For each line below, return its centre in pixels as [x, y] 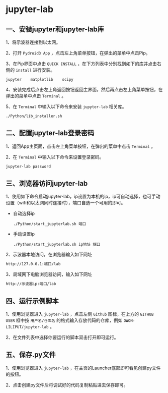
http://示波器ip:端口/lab [31, 284]
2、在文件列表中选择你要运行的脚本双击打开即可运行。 [62, 337]
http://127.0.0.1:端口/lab [33, 264]
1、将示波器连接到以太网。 [33, 42]
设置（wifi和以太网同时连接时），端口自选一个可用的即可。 [66, 203]
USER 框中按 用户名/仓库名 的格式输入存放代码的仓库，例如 [64, 320]
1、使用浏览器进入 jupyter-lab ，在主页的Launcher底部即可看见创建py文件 [83, 368]
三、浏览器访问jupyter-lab [47, 183]
